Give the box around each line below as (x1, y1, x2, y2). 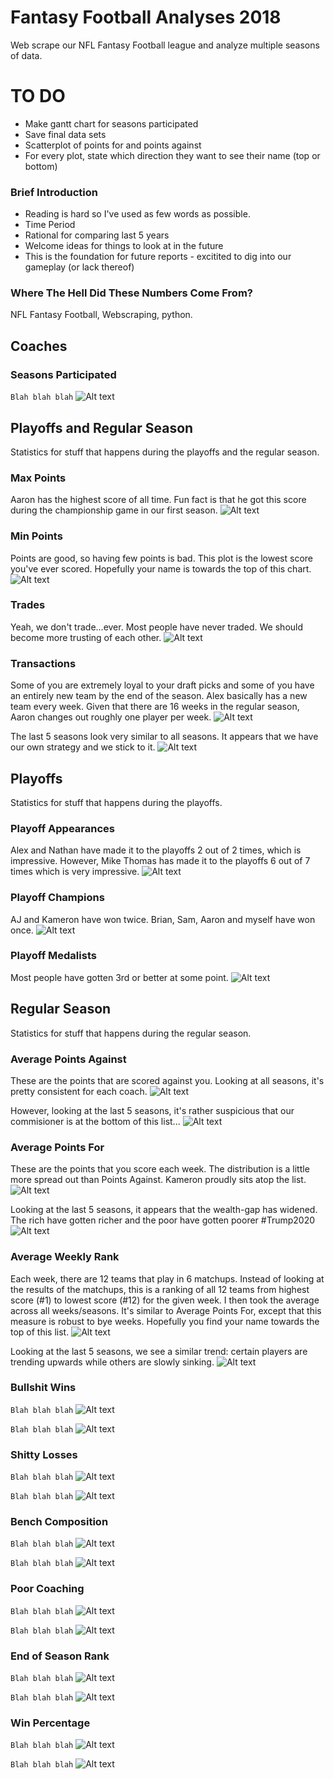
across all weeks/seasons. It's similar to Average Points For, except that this (10, 1304, 322, 1316)
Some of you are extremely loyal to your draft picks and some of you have (10, 679, 315, 691)
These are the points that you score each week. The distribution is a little (10, 1163, 310, 1175)
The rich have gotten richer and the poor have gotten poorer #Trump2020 (10, 1214, 316, 1226)
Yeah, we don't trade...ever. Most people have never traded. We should (10, 621, 304, 633)
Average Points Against (10, 1052, 127, 1066)
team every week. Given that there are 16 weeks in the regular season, (10, 701, 300, 713)
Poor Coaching (10, 1582, 85, 1596)
